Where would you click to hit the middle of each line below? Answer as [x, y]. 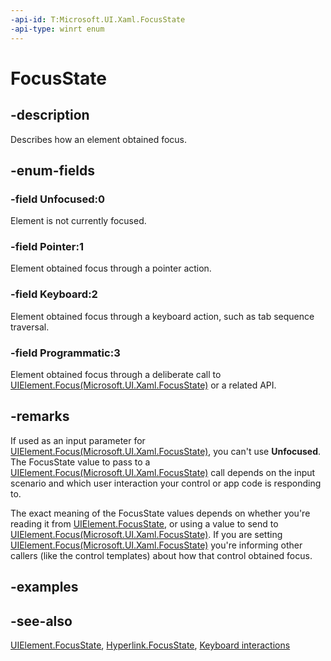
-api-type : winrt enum [57, 29]
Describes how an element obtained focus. [99, 139]
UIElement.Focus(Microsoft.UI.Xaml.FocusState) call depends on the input [163, 472]
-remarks [40, 416]
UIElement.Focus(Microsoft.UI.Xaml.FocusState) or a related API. [143, 385]
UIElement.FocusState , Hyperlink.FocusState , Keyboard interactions [150, 645]
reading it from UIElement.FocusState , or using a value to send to [144, 523]
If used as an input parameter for [78, 440]
